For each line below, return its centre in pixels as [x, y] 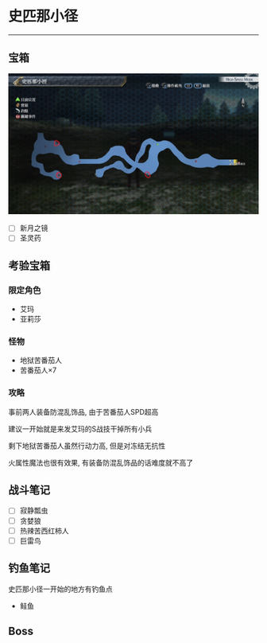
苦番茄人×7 [38, 370]
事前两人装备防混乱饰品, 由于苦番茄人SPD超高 [83, 411]
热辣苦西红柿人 [44, 531]
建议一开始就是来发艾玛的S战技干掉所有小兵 [80, 429]
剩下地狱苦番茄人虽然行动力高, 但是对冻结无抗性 [87, 446]
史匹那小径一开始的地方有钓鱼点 [60, 589]
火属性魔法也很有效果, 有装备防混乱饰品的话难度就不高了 [101, 462]
